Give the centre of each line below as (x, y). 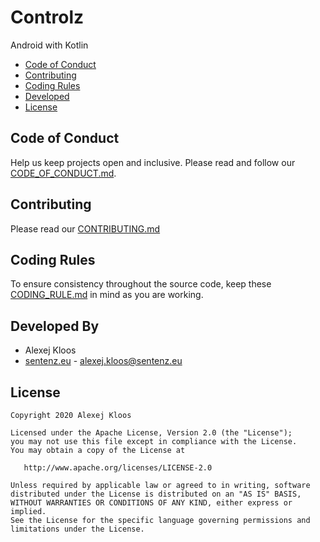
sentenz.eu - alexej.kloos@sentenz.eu (103, 361)
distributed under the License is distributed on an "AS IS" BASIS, (156, 494)
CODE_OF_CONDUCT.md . (63, 173)
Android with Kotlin (49, 45)
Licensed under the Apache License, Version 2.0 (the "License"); (151, 433)
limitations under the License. (77, 529)
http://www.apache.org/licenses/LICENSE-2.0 (118, 468)
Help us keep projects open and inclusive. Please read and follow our (153, 162)
